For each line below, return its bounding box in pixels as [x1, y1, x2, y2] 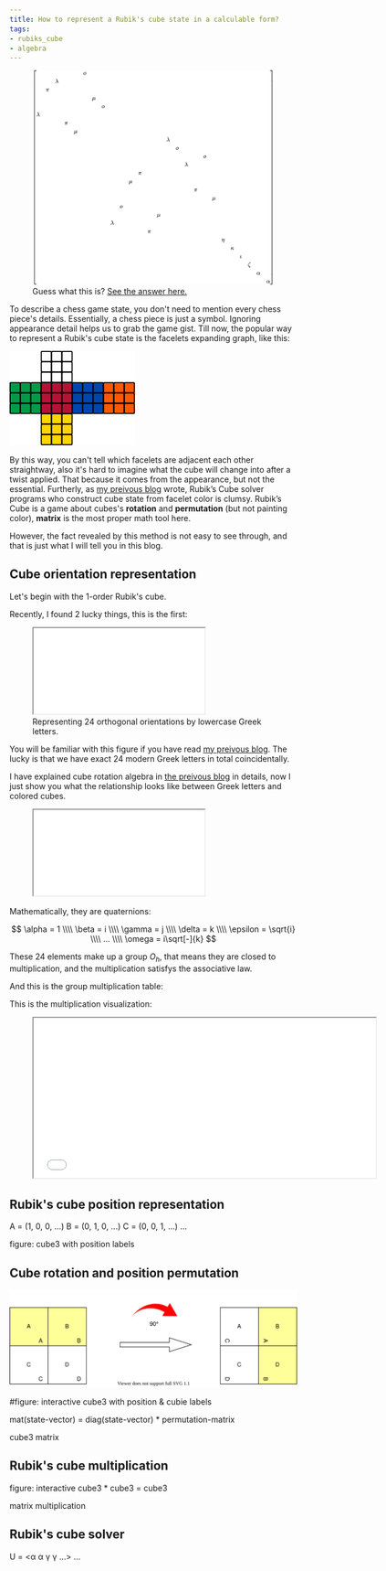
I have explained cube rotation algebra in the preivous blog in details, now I [9, 771, 291, 782]
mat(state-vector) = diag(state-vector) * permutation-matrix [9, 1414, 235, 1425]
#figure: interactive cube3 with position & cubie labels [9, 1396, 213, 1407]
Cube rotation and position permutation [9, 1265, 239, 1280]
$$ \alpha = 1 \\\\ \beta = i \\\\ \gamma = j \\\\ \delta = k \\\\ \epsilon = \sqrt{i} [11, 924, 296, 935]
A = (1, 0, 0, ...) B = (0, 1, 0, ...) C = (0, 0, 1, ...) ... [9, 1221, 187, 1232]
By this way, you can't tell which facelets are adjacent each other [9, 454, 254, 465]
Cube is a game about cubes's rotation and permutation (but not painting [9, 503, 287, 514]
